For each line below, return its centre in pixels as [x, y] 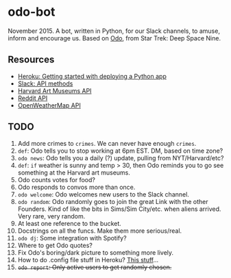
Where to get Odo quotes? [55, 245]
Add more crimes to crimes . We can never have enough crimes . [107, 143]
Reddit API [33, 98]
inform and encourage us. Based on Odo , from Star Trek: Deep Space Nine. [114, 38]
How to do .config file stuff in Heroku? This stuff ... [88, 260]
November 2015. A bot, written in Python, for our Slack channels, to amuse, [114, 31]
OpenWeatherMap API [49, 105]
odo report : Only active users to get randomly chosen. [95, 267]
